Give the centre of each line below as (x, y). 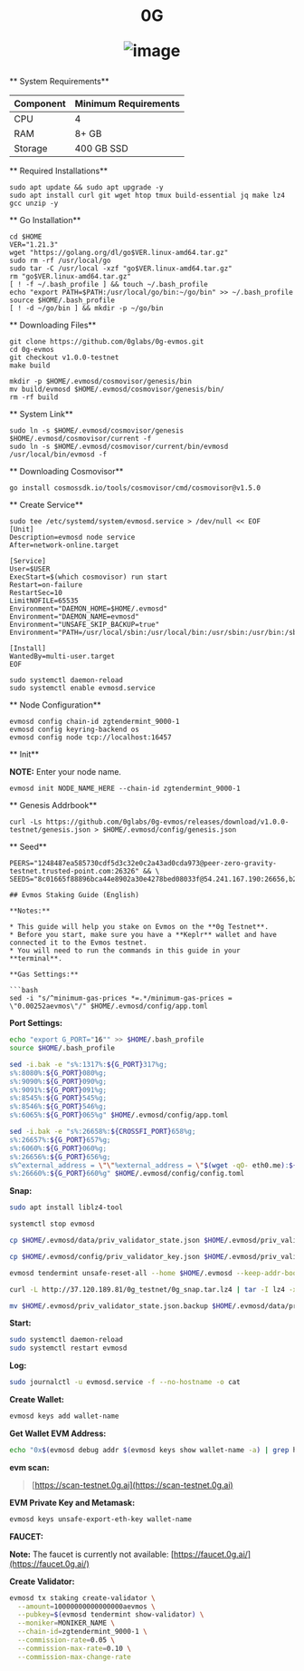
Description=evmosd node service (72, 537)
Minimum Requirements (128, 103)
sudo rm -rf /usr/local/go (60, 261)
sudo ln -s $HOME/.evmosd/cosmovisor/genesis (96, 431)
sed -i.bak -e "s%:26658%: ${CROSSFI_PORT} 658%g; (103, 1132)
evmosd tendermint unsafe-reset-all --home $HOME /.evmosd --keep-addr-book (155, 1273)
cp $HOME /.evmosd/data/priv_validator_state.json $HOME (117, 1241)
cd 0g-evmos (32, 350)
